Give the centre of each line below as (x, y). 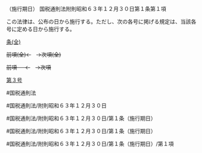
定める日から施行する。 (46, 29)
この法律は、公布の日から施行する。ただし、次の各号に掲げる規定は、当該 (99, 22)
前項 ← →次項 (29, 67)
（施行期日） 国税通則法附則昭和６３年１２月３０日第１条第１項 (86, 9)
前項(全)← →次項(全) (34, 55)
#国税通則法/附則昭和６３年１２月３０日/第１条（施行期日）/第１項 (90, 144)
